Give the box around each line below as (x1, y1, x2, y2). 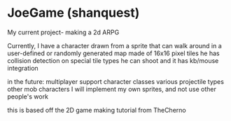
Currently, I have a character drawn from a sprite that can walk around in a (7, 41, 222, 50)
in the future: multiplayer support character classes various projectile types (7, 77, 224, 85)
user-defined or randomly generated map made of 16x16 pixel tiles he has (7, 49, 220, 57)
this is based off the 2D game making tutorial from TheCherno (7, 106, 187, 114)
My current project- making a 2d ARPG (7, 28, 120, 36)
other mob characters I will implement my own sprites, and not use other (7, 85, 217, 93)
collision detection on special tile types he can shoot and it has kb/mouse (7, 56, 219, 64)
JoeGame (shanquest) (7, 5, 140, 21)
